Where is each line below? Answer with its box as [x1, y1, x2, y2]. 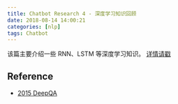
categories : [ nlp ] [7, 23, 61, 30]
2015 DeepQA [17, 89, 57, 98]
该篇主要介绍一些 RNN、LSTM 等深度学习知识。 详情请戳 [7, 50, 171, 58]
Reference [7, 70, 54, 82]
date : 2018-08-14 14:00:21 [7, 17, 86, 24]
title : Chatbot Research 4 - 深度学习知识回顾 [7, 10, 137, 17]
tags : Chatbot [7, 29, 49, 37]
